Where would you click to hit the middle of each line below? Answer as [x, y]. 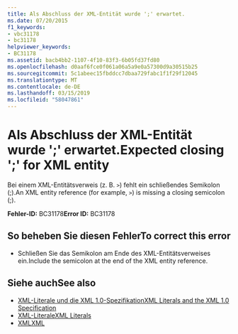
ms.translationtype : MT [42, 80]
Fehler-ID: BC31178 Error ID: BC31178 [61, 213]
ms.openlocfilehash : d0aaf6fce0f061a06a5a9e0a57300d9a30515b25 [103, 67]
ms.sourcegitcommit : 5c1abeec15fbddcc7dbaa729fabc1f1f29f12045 [103, 73]
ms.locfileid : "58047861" [45, 100]
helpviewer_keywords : [39, 47]
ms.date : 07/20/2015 [38, 21]
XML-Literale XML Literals [55, 315]
